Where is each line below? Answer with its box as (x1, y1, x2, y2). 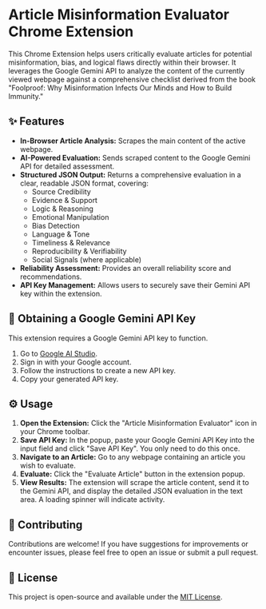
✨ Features (8, 114, 65, 129)
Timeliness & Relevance (31, 237, 110, 247)
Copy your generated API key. (19, 374, 119, 384)
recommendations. (19, 272, 82, 281)
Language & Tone (31, 229, 90, 239)
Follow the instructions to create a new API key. (19, 365, 177, 375)
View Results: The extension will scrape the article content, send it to (19, 478, 249, 488)
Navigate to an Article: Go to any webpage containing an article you (19, 452, 246, 462)
